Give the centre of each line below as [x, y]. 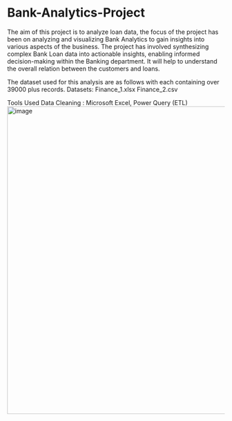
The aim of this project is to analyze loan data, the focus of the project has [113, 32]
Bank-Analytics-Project [76, 13]
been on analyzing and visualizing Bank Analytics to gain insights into [106, 39]
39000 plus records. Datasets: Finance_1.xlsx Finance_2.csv [93, 89]
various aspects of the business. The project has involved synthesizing [108, 46]
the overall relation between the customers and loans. [84, 68]
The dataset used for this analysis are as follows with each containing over [113, 82]
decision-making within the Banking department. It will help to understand [112, 61]
